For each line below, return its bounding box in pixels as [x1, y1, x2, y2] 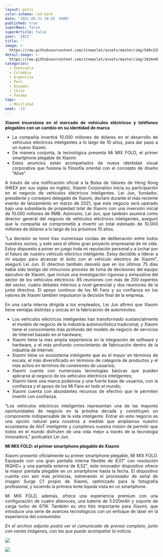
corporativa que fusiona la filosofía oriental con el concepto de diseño [12, 165, 158, 171]
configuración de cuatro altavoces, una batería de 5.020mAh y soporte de [5, 498, 158, 504]
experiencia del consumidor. [5, 513, 62, 519]
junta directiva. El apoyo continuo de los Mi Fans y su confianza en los [5, 287, 158, 293]
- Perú [9, 79, 23, 84]
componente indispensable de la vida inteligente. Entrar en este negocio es [5, 413, 158, 419]
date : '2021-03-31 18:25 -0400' [5, 16, 70, 21]
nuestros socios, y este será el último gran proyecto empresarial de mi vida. [5, 241, 158, 246]
